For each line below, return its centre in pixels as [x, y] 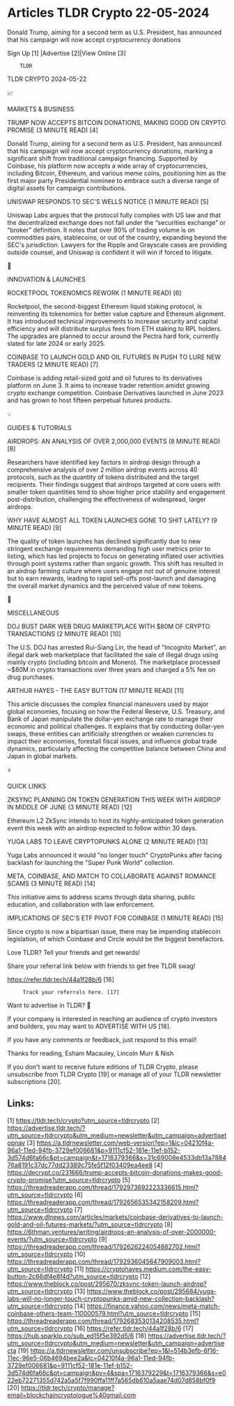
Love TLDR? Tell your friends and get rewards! [74, 952]
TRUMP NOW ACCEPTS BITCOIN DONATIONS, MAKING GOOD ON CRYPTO [117, 122]
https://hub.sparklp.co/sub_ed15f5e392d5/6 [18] [77, 1335]
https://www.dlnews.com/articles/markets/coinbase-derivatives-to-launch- [116, 1217]
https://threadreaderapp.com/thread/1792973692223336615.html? [103, 1187]
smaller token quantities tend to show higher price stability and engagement [116, 492]
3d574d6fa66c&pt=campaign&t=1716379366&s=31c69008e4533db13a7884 [117, 1157]
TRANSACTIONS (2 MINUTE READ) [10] [64, 634]
